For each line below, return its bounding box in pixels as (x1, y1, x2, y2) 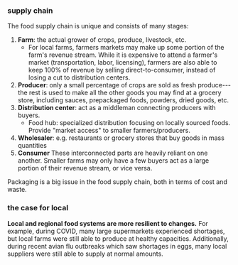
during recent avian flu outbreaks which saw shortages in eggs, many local (7, 242, 227, 250)
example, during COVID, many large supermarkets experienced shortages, (7, 227, 225, 235)
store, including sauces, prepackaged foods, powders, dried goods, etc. (17, 96, 229, 104)
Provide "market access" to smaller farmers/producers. (28, 126, 190, 135)
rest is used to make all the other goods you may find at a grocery (28, 88, 222, 97)
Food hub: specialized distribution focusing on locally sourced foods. (28, 119, 231, 127)
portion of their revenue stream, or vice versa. (17, 164, 153, 173)
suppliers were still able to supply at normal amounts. (7, 249, 163, 258)
